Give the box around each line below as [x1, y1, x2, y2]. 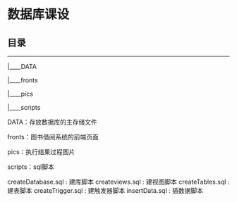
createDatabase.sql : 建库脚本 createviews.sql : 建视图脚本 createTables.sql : [7, 177, 230, 186]
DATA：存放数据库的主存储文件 [7, 118, 97, 126]
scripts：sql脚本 [7, 163, 54, 171]
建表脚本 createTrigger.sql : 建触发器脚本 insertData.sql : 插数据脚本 [7, 187, 203, 194]
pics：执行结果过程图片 [7, 148, 75, 156]
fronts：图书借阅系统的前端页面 [7, 133, 99, 141]
